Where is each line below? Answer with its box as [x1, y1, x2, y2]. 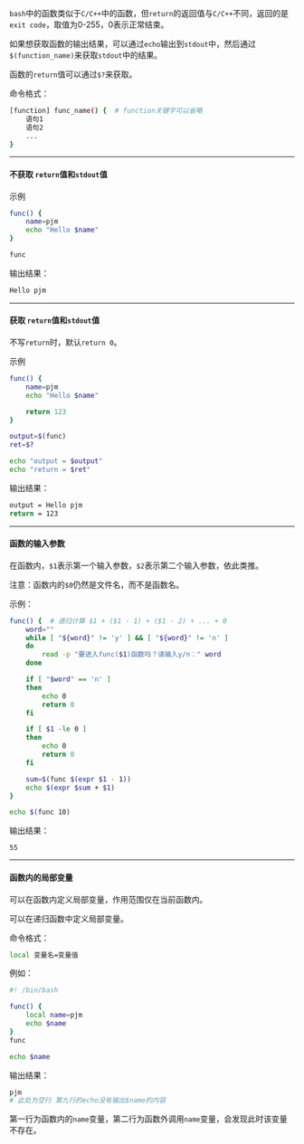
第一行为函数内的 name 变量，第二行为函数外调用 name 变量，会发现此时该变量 [9, 1113, 288, 1124]
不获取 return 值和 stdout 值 [9, 168, 109, 179]
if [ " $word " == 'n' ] [25, 675, 111, 685]
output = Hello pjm [9, 500, 83, 509]
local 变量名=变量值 [9, 950, 79, 960]
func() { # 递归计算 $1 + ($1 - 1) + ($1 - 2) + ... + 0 [9, 616, 228, 626]
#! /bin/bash [9, 986, 59, 995]
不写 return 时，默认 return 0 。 [9, 337, 122, 348]
